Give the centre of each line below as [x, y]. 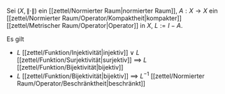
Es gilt [15, 39]
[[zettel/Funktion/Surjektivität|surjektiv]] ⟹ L [82, 60]
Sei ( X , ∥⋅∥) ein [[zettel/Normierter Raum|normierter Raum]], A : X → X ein [112, 11]
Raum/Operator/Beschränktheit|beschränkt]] [81, 83]
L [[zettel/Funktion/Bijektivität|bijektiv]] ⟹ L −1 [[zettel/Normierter [111, 75]
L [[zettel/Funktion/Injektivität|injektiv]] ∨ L [78, 53]
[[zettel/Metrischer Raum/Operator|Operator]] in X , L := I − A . [95, 25]
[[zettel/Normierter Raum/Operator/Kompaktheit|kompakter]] [94, 18]
